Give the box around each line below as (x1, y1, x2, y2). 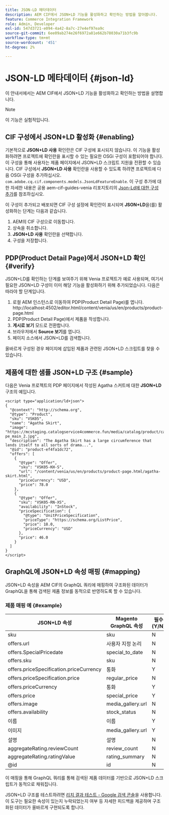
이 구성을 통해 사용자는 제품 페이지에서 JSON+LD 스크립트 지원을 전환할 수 (5, 159, 152, 166)
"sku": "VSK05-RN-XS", (18, 500, 66, 505)
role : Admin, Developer (5, 21, 55, 27)
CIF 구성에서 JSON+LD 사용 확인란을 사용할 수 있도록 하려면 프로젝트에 (16, 166, 156, 172)
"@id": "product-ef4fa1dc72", (10, 447, 73, 452)
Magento (115, 615, 138, 622)
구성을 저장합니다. (12, 237, 48, 244)
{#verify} (5, 262, 35, 270)
